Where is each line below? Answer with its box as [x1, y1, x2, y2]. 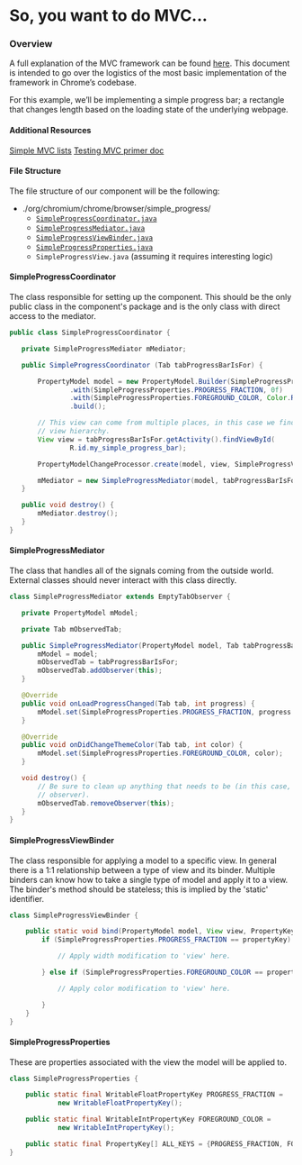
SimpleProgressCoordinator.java [35, 214, 157, 223]
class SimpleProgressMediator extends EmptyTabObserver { [9, 592, 231, 602]
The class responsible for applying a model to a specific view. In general [9, 855, 277, 866]
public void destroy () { [21, 501, 115, 510]
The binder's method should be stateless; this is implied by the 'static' [9, 884, 269, 895]
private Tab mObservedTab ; [21, 624, 123, 633]
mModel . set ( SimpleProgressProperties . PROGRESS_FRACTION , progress [37, 707, 292, 716]
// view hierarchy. [37, 427, 111, 436]
